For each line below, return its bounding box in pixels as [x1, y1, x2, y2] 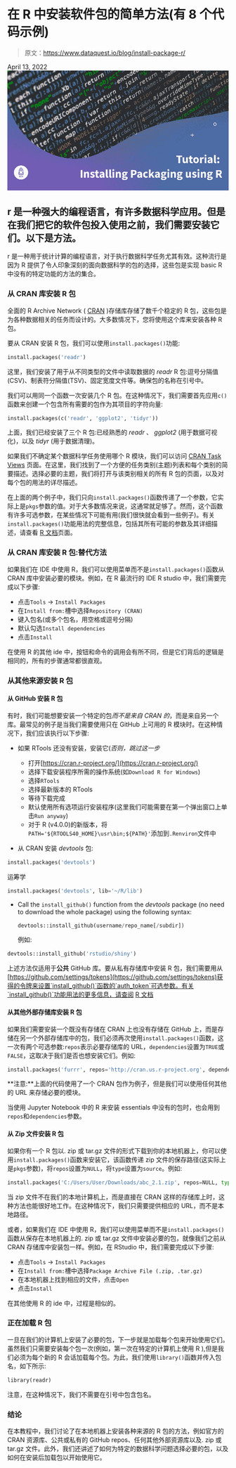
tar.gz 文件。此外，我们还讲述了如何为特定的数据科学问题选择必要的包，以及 [7, 1444, 229, 1453]
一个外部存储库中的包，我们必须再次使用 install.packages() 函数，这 [25, 1034, 224, 1042]
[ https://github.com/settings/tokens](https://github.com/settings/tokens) [7, 973, 218, 981]
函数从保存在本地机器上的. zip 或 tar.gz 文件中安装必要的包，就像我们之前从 [7, 1234, 226, 1242]
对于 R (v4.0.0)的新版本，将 [27, 820, 107, 829]
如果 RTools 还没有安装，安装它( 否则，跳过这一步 [17, 743, 160, 752]
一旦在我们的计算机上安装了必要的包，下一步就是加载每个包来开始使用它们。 [7, 1335, 229, 1344]
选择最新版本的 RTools [27, 785, 93, 793]
